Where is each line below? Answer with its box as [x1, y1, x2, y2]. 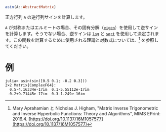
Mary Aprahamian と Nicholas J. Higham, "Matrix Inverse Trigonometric [12, 106, 159, 111]
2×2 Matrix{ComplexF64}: [5, 83, 56, 88]
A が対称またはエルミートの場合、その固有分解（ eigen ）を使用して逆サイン [5, 25, 158, 30]
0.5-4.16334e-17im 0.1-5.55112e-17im [9, 87, 90, 92]
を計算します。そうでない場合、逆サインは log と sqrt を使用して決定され [5, 30, 155, 36]
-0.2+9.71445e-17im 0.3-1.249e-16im [7, 91, 85, 97]
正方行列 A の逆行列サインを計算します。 [5, 14, 87, 20]
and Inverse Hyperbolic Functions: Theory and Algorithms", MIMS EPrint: [12, 111, 161, 117]
